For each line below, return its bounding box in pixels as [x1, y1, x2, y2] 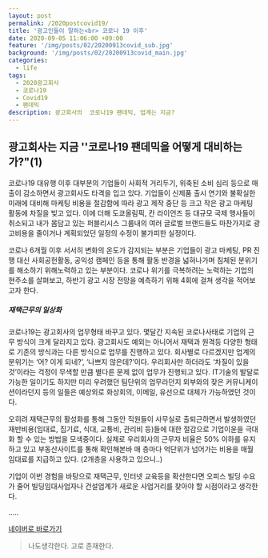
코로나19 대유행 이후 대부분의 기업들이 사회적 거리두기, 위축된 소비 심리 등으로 [8, 178, 250, 188]
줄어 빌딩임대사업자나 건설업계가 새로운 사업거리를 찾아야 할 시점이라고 [16, 481, 238, 491]
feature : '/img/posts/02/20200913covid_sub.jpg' [8, 42, 174, 50]
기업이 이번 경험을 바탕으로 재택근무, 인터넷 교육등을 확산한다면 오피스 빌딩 [8, 471, 242, 481]
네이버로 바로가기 [8, 524, 62, 533]
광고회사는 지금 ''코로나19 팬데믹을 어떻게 [8, 140, 202, 154]
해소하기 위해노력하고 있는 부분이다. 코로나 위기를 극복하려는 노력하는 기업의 [16, 265, 254, 275]
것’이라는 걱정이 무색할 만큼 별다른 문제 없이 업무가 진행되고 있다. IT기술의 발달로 [8, 366, 260, 377]
